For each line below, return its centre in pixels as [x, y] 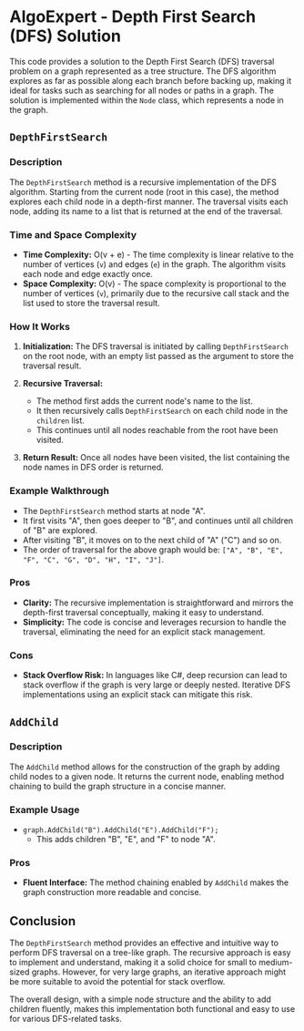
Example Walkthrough [59, 491]
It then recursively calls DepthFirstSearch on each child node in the [162, 411]
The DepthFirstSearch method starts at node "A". [114, 510]
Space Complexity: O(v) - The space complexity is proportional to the [154, 284]
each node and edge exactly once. [87, 273]
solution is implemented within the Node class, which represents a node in [147, 100]
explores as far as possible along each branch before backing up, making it [151, 80]
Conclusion [43, 921]
